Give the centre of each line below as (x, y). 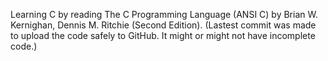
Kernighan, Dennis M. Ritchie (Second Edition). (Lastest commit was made (163, 25)
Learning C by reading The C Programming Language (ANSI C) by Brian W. (164, 14)
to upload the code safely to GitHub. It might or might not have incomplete (163, 35)
